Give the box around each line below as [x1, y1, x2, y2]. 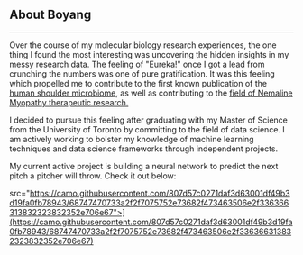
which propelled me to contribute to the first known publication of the [9, 77, 268, 88]
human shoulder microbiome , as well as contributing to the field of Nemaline [9, 87, 293, 98]
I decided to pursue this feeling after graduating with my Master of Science [9, 114, 289, 125]
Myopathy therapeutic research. [9, 96, 129, 107]
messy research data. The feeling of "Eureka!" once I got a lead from [9, 59, 265, 69]
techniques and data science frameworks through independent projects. [9, 143, 279, 154]
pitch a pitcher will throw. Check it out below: [9, 170, 177, 181]
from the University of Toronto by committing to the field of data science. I [9, 123, 286, 134]
